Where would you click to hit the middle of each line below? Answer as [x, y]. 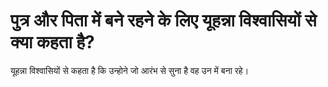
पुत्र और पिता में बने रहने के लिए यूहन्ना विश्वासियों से [163, 20]
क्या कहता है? [52, 42]
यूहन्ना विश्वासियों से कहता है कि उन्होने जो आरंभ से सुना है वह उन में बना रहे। [130, 70]
